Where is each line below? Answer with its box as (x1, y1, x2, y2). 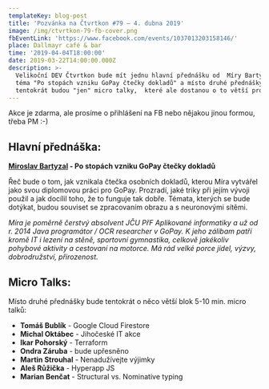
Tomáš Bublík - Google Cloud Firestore (19, 321, 150, 330)
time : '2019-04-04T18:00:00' (8, 49, 106, 57)
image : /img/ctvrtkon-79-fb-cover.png (8, 26, 138, 34)
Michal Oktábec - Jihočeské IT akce (19, 330, 141, 338)
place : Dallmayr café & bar (8, 42, 102, 50)
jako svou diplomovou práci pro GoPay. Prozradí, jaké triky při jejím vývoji (8, 185, 250, 195)
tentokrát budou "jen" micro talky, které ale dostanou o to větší (15, 86, 249, 95)
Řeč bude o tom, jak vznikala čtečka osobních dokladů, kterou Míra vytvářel (8, 177, 259, 187)
